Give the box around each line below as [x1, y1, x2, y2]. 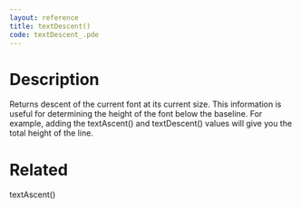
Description [9, 69, 100, 90]
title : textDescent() [9, 22, 92, 31]
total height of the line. [9, 128, 93, 138]
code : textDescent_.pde [9, 30, 100, 39]
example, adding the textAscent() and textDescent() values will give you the [9, 118, 293, 129]
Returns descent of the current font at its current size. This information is [9, 99, 282, 109]
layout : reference [9, 13, 79, 23]
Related [9, 159, 68, 180]
